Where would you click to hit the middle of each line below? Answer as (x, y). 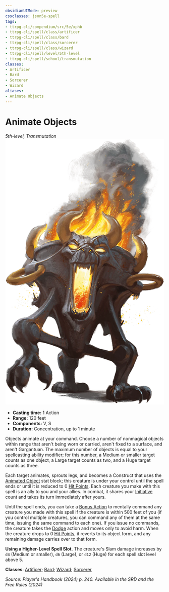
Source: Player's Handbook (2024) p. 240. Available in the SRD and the (80, 579)
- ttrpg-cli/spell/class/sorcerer (42, 43)
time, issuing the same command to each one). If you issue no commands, (82, 523)
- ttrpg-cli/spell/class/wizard (39, 48)
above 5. (14, 560)
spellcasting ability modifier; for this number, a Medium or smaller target (80, 455)
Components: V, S (32, 423)
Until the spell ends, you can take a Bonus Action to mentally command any (84, 506)
